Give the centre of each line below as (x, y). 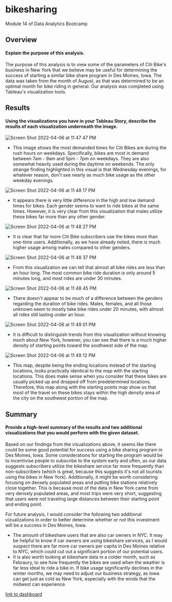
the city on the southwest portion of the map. (61, 398)
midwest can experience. (40, 584)
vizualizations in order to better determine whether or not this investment (83, 519)
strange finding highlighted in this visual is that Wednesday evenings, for (90, 170)
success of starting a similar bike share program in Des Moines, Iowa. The (84, 75)
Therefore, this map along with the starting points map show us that (84, 387)
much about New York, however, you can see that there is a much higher (90, 340)
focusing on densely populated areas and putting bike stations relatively (81, 482)
